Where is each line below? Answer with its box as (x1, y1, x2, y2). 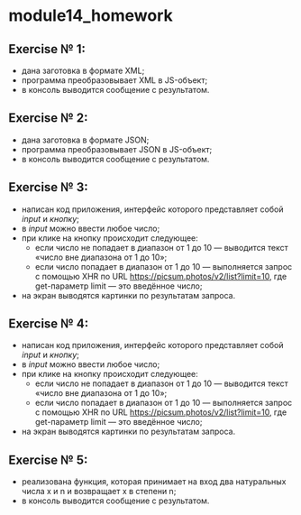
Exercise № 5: (8, 452, 88, 467)
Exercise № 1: (8, 41, 87, 57)
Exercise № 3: (8, 179, 89, 195)
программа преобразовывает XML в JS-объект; (21, 75, 208, 86)
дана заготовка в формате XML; (21, 65, 145, 76)
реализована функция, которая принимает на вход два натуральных (21, 476, 287, 487)
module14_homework (8, 5, 173, 26)
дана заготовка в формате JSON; (21, 134, 150, 145)
